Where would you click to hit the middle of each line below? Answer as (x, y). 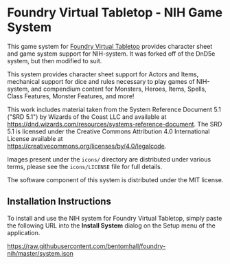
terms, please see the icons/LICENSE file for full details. (85, 166)
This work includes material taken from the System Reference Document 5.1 (114, 109)
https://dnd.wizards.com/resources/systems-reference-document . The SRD (115, 124)
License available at (35, 138)
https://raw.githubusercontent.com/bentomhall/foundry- (87, 246)
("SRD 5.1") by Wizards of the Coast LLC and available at (87, 117)
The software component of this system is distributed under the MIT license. (115, 179)
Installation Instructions (59, 202)
